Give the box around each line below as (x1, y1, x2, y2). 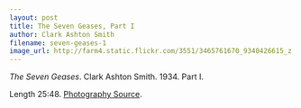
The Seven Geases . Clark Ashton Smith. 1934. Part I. (9, 71, 205, 82)
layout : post (9, 13, 59, 22)
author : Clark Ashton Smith (9, 30, 115, 39)
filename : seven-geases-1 (9, 38, 106, 48)
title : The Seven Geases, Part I (9, 22, 135, 31)
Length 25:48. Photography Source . (9, 89, 142, 100)
